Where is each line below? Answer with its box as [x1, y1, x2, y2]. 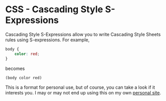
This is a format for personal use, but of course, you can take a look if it [5, 84, 155, 90]
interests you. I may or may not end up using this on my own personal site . [5, 89, 161, 95]
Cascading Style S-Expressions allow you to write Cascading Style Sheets [5, 31, 161, 37]
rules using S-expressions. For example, [5, 37, 90, 43]
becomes [5, 65, 25, 71]
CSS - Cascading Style [5, 4, 103, 15]
